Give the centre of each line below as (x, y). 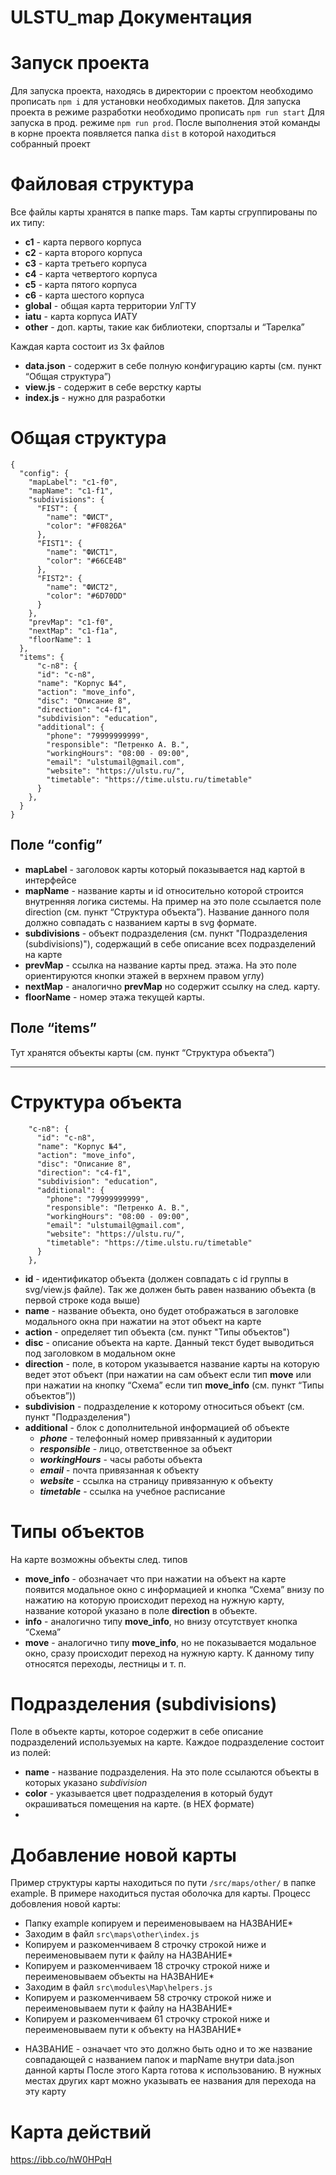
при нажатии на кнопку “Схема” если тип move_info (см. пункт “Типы (174, 1385)
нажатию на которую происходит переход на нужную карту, (154, 1600)
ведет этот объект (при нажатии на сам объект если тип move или (168, 1374)
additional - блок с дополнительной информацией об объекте (157, 1427)
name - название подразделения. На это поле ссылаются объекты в (172, 1772)
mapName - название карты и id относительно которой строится (164, 890)
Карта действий (81, 2132)
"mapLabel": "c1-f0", (73, 482)
